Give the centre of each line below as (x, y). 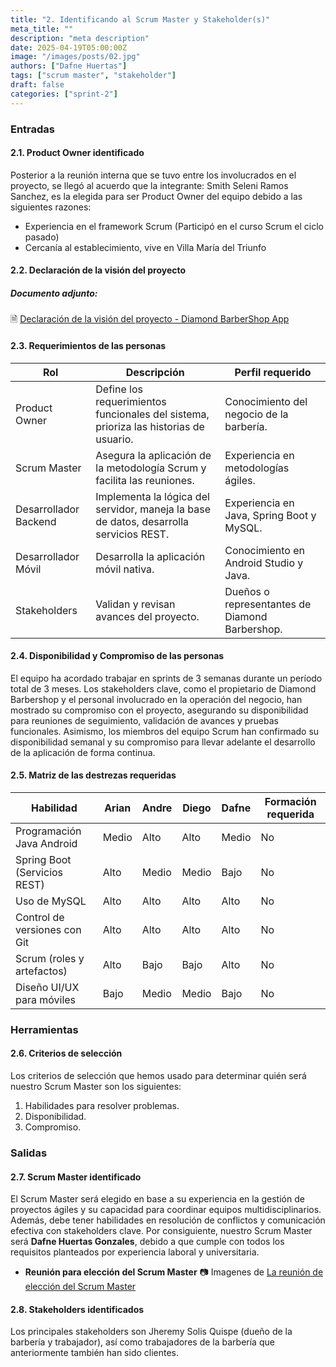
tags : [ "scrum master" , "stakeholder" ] (93, 76)
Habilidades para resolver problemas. (102, 1106)
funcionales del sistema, (152, 414)
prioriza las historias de (150, 426)
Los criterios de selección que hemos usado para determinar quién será (158, 1076)
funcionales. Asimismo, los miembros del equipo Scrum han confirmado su (165, 731)
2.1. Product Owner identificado (77, 153)
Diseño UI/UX (47, 987)
